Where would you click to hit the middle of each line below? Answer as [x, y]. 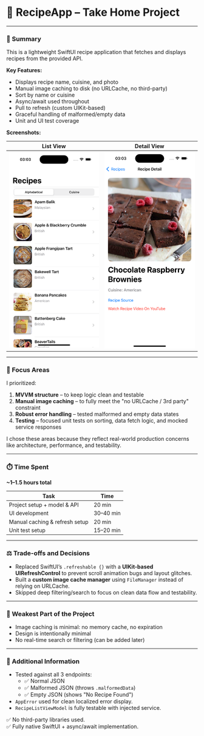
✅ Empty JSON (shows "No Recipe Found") [79, 695]
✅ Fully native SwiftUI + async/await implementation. [72, 727]
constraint [28, 408]
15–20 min [107, 530]
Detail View [150, 146]
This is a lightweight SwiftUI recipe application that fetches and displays [96, 52]
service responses [38, 427]
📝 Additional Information [43, 661]
